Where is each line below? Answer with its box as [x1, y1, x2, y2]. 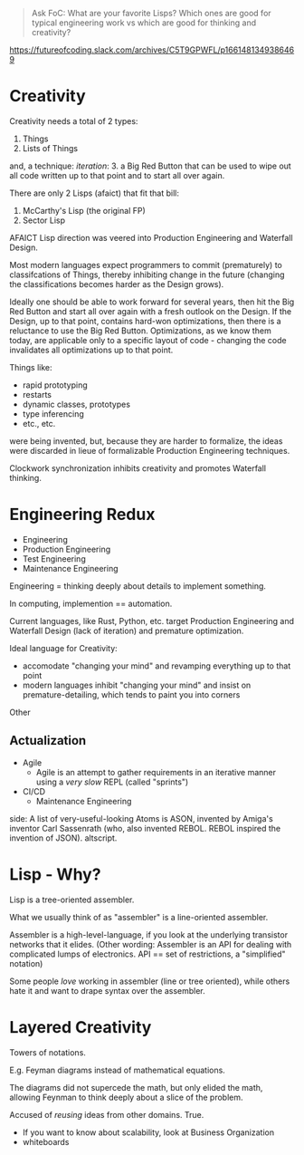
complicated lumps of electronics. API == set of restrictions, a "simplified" [9, 948, 287, 959]
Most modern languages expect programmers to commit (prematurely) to [9, 259, 282, 270]
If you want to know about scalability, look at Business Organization [22, 1127, 274, 1138]
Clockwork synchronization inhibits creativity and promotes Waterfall [9, 462, 267, 474]
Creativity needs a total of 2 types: [9, 115, 138, 126]
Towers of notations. [9, 1046, 86, 1058]
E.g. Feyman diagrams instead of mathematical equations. [9, 1064, 226, 1075]
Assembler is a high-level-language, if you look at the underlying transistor [9, 929, 288, 940]
